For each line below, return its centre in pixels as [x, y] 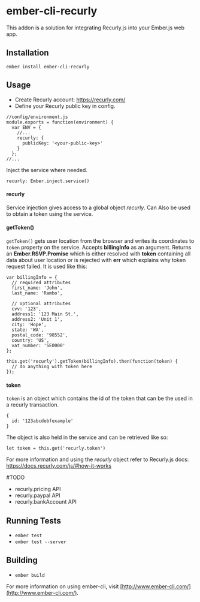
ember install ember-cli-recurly [48, 67]
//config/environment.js [37, 117]
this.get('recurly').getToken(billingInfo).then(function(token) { [92, 361]
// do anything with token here [52, 366]
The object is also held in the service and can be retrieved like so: [87, 437]
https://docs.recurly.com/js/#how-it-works [59, 466]
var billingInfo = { [32, 277]
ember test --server [40, 542]
